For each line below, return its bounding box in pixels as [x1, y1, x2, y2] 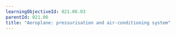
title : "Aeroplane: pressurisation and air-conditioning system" [5, 20, 171, 26]
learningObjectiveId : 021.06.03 [5, 8, 86, 15]
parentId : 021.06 [5, 14, 49, 20]
